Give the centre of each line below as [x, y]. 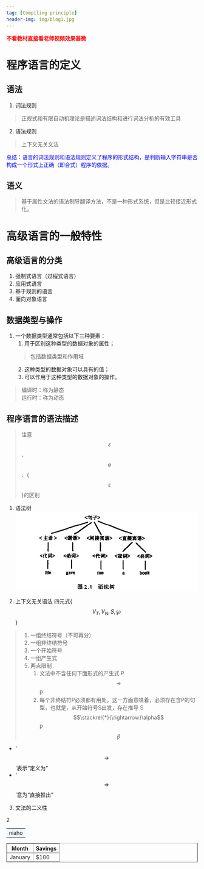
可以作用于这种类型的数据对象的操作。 [72, 377]
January [20, 857]
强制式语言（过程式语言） [47, 276]
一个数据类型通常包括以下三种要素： [60, 336]
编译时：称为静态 [42, 390]
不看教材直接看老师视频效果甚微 [46, 38]
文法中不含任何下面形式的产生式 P [82, 673]
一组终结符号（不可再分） [62, 635]
